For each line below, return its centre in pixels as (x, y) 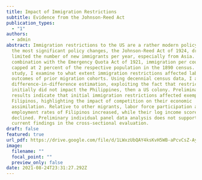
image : (14, 145)
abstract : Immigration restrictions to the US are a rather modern (93, 46)
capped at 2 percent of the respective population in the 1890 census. (103, 67)
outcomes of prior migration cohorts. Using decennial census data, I (102, 79)
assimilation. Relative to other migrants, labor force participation (102, 106)
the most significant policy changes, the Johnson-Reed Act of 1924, (100, 51)
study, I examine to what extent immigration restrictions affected (99, 73)
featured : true (25, 135)
